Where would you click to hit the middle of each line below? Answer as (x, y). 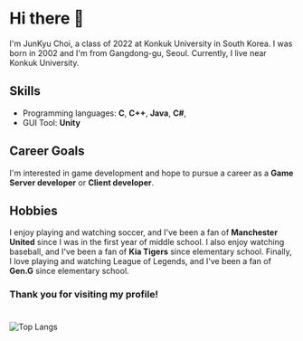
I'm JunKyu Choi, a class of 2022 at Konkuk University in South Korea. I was (151, 43)
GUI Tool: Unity (52, 122)
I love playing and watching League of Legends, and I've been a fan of (140, 261)
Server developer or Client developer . (82, 182)
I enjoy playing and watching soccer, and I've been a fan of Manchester (144, 232)
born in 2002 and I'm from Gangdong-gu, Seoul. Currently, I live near (138, 52)
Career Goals (47, 152)
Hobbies (34, 210)
